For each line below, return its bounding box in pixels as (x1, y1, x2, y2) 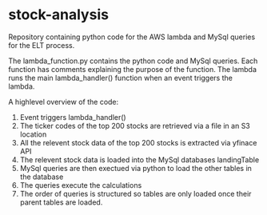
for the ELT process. (8, 40, 75, 50)
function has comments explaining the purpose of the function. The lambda (8, 64, 257, 74)
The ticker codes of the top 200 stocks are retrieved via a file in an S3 (19, 121, 250, 130)
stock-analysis (8, 6, 110, 24)
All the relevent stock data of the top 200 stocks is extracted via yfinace (19, 137, 257, 147)
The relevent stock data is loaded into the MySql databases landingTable (19, 154, 260, 165)
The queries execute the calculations (19, 180, 142, 189)
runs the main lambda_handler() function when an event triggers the (8, 73, 233, 82)
